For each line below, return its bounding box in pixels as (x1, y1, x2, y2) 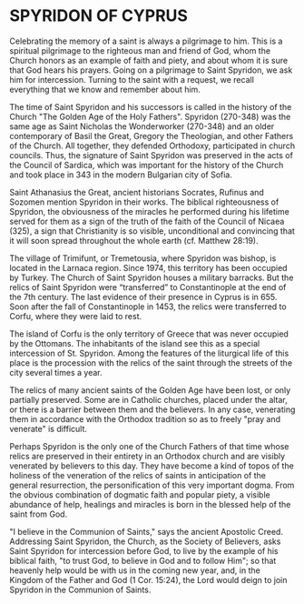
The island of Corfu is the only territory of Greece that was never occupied (9, 328, 289, 339)
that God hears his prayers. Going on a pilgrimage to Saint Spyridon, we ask (9, 65, 293, 75)
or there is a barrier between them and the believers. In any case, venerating (9, 404, 296, 415)
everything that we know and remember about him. (9, 84, 201, 95)
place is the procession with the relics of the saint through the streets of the (9, 357, 293, 368)
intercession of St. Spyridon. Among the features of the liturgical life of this (9, 347, 289, 358)
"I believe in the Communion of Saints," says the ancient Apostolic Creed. (9, 526, 284, 537)
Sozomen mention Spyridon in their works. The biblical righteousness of (9, 196, 279, 207)
